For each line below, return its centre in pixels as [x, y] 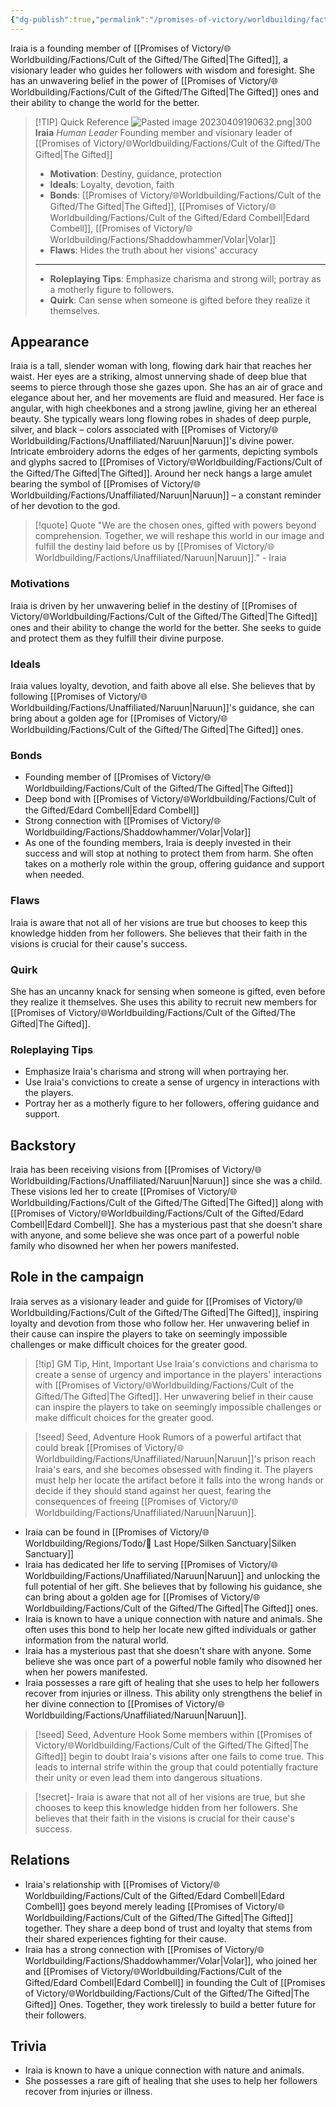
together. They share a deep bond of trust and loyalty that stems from [168, 1928]
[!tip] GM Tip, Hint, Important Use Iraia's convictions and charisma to [176, 1363]
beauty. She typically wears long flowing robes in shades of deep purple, [161, 419]
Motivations [40, 584]
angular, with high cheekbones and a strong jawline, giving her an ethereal [163, 408]
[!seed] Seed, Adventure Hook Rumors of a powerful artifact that [168, 1437]
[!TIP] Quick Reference [82, 122]
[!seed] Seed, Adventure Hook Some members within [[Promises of [173, 1734]
